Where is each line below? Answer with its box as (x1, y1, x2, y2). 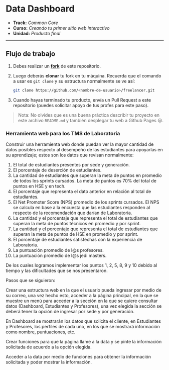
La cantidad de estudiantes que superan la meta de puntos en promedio (13, 172, 162, 178)
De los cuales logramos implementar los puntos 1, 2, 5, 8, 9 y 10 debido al (6, 262, 157, 268)
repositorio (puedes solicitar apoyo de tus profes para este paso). (13, 102, 149, 108)
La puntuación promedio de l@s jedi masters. (13, 252, 107, 258)
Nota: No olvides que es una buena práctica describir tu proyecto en (18, 112, 160, 118)
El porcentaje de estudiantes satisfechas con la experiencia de (13, 236, 142, 242)
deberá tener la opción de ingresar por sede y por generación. (6, 308, 135, 314)
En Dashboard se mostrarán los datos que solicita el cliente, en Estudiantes (6, 318, 161, 324)
